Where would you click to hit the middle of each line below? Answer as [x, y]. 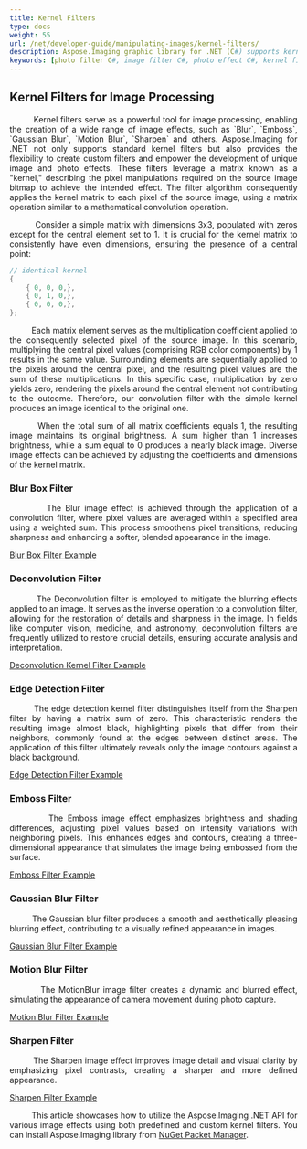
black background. [45, 757]
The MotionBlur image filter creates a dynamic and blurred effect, [169, 989]
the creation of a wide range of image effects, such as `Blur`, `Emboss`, [153, 129]
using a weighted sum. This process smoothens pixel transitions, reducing [153, 527]
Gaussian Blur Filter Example [64, 946]
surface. [25, 857]
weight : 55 [30, 35]
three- [286, 838]
